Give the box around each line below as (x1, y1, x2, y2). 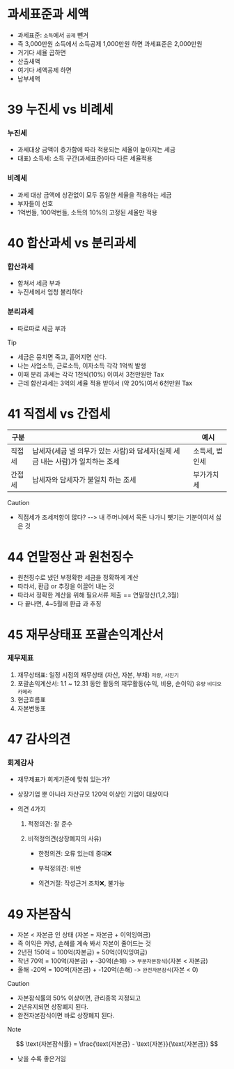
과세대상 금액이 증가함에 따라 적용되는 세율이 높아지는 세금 (17, 145, 176, 154)
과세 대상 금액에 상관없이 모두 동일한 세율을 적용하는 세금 (17, 190, 172, 199)
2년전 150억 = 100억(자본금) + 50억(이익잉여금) (17, 948, 148, 957)
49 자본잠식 (7, 906, 72, 922)
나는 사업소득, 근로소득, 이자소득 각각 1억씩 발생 (17, 361, 146, 370)
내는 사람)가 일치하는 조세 (40, 457, 120, 467)
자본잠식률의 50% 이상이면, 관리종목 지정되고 (17, 994, 141, 1003)
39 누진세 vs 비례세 (7, 102, 114, 117)
